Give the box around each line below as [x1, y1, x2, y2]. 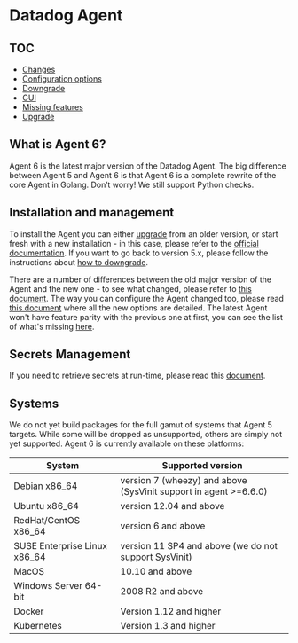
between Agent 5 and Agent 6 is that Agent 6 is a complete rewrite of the [9, 169, 277, 180]
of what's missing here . [9, 321, 95, 332]
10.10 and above [120, 565, 192, 577]
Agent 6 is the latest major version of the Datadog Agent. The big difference [9, 161, 286, 171]
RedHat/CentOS [13, 514, 81, 527]
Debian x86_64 [13, 480, 78, 492]
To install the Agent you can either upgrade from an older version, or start [9, 228, 278, 239]
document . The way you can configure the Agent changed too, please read [9, 293, 284, 303]
